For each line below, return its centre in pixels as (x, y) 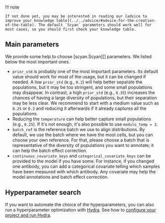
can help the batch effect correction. (50, 150)
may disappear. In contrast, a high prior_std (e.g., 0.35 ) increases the (83, 92)
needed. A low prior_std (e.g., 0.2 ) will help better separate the (77, 82)
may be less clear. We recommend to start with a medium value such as (86, 103)
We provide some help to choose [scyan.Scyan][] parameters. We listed (79, 56)
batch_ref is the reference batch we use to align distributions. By (79, 129)
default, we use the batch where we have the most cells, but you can (82, 135)
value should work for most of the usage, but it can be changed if (79, 76)
